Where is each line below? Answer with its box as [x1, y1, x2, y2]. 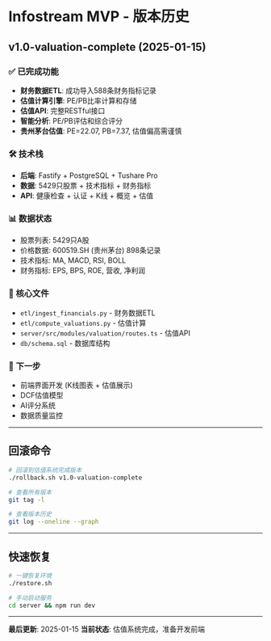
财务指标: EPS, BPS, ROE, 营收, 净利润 [19, 266, 146, 276]
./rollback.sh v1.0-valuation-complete [8, 474, 143, 482]
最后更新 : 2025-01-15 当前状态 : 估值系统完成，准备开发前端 [8, 624, 206, 635]
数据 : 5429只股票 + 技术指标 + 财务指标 [19, 181, 152, 191]
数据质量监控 [19, 411, 63, 420]
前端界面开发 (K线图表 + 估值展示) [19, 381, 133, 390]
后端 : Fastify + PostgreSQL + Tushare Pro [19, 171, 159, 180]
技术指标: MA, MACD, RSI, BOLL [19, 255, 127, 265]
